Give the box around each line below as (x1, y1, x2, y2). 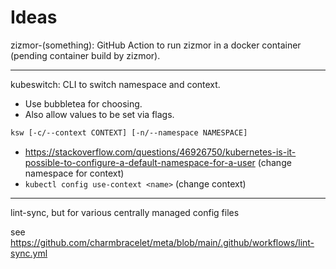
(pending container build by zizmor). (10, 49, 161, 61)
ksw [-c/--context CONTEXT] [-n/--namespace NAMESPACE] (10, 127, 248, 138)
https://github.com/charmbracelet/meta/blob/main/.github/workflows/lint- (10, 236, 315, 248)
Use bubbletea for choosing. (24, 97, 143, 110)
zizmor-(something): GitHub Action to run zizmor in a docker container (10, 39, 302, 51)
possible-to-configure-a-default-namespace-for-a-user (24, 156, 256, 168)
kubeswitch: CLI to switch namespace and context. (10, 78, 221, 90)
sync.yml (10, 247, 48, 259)
